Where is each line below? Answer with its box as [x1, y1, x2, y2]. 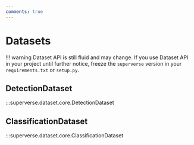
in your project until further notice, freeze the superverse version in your [5, 60, 182, 67]
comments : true [5, 8, 43, 15]
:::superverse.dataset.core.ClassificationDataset [5, 132, 124, 139]
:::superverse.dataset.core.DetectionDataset [5, 99, 114, 107]
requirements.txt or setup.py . [5, 66, 80, 73]
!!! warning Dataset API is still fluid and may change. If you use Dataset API [5, 54, 189, 61]
